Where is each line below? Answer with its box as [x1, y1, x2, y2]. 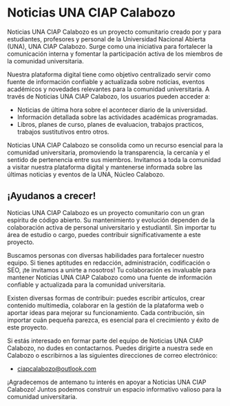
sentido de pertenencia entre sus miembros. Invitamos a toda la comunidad [7, 155, 222, 163]
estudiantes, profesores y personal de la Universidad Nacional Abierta [7, 34, 206, 43]
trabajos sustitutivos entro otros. [17, 128, 109, 136]
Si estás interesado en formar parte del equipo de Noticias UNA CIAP [7, 336, 203, 345]
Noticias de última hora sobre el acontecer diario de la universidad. [17, 105, 208, 114]
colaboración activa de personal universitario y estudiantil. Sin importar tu [7, 223, 217, 232]
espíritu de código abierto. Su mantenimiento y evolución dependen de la [7, 216, 216, 224]
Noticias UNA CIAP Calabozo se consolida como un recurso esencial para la [7, 141, 224, 149]
